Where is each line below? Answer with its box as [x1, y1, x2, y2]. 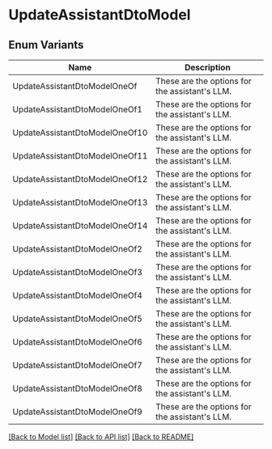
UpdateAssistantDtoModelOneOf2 [12, 244, 143, 254]
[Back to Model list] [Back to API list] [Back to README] [8, 432, 194, 442]
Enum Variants [8, 38, 84, 52]
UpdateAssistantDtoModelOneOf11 [12, 150, 148, 161]
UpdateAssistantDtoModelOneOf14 [12, 220, 148, 231]
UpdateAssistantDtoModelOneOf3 [12, 267, 143, 277]
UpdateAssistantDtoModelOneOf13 [12, 197, 148, 208]
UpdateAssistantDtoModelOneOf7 [12, 360, 143, 371]
